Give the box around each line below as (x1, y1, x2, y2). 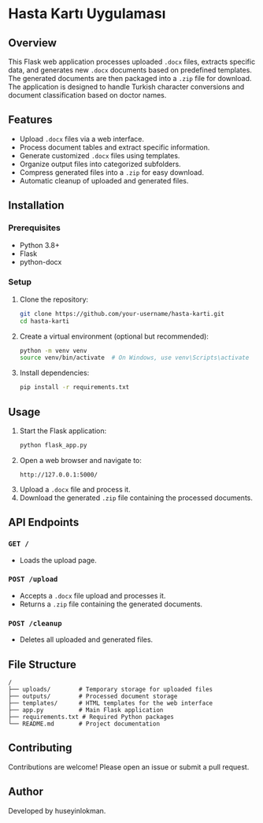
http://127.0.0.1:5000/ (19, 470, 98, 479)
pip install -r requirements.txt (19, 384, 130, 391)
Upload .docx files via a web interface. (19, 134, 144, 143)
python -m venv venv (19, 347, 87, 354)
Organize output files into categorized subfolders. (19, 159, 181, 169)
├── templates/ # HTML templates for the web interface (8, 699, 213, 707)
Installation (8, 198, 65, 213)
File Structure (8, 658, 76, 671)
